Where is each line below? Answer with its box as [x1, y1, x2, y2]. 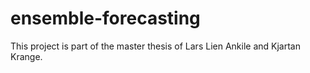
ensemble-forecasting [10, 7, 201, 30]
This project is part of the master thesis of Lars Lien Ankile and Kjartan [10, 40, 301, 52]
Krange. [10, 50, 43, 62]
